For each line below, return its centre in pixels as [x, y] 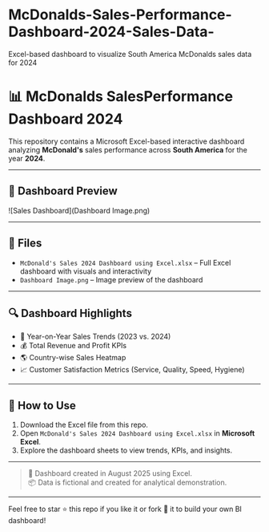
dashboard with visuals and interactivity [86, 271]
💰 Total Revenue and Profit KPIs [73, 346]
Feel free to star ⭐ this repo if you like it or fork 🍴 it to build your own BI [125, 509]
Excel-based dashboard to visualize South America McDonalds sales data [130, 54]
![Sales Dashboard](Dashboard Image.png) [79, 210]
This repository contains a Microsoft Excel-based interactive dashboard [126, 141]
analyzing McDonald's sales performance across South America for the [128, 149]
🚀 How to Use [42, 406]
